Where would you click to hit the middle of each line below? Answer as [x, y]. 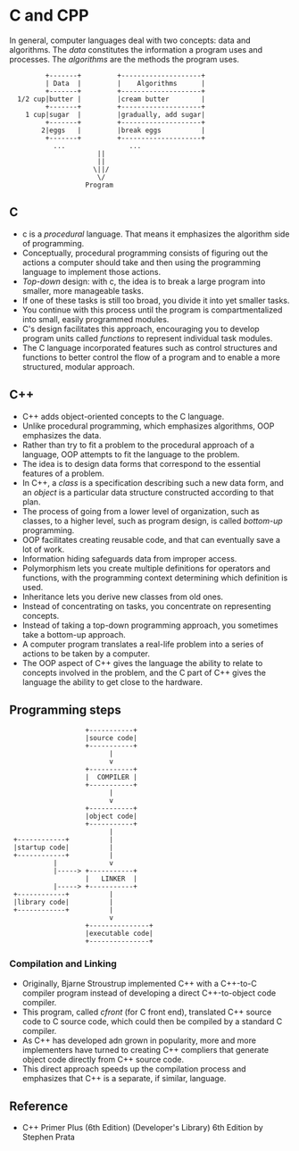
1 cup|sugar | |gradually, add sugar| [115, 114]
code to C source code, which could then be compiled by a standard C [152, 1021]
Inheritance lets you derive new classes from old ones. [123, 596]
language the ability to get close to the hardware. [112, 682]
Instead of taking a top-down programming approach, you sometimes [150, 625]
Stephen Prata [49, 1137]
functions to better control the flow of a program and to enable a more [151, 357]
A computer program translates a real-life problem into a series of [143, 644]
